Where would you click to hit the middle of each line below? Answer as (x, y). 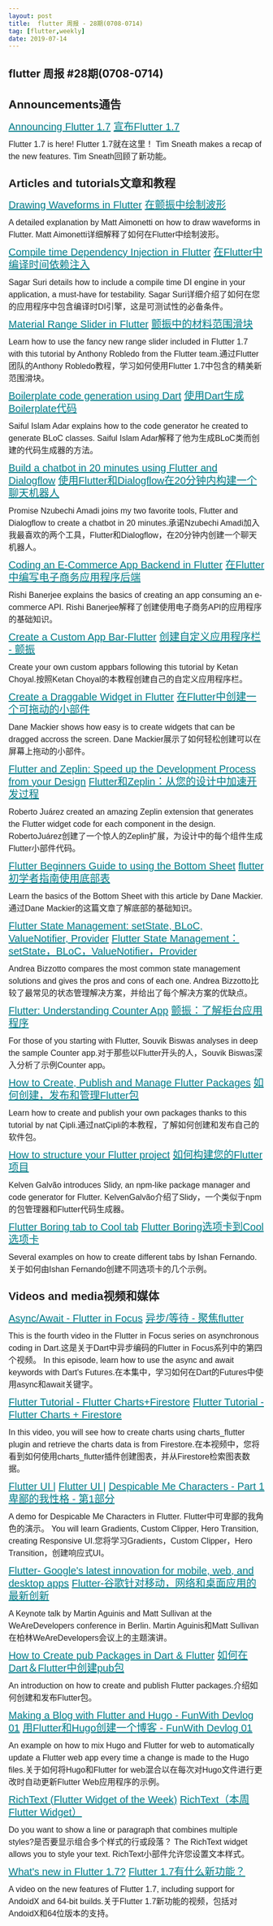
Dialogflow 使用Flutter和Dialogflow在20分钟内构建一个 (133, 481)
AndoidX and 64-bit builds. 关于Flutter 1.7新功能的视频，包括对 (123, 1901)
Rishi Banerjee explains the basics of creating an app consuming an (131, 595)
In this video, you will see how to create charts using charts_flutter (127, 1432)
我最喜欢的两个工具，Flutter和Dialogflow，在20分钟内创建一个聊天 (133, 535)
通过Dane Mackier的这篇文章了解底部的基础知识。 (103, 909)
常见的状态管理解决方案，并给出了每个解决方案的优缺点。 (143, 993)
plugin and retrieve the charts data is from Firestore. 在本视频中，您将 (134, 1444)
